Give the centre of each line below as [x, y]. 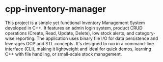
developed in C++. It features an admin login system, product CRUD [74, 28]
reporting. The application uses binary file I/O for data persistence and [87, 38]
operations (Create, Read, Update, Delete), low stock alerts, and [70, 33]
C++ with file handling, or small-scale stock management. [64, 54]
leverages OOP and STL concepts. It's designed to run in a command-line [80, 43]
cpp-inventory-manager [56, 9]
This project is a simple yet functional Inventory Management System [75, 23]
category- [145, 33]
